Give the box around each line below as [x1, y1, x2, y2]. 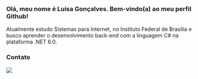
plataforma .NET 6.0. [6, 38, 57, 46]
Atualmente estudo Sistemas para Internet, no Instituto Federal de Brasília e [6, 26, 192, 33]
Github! [6, 12, 29, 20]
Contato [6, 53, 31, 61]
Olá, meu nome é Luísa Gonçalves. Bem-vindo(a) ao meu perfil [6, 5, 191, 13]
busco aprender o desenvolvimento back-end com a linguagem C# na [6, 32, 179, 39]
